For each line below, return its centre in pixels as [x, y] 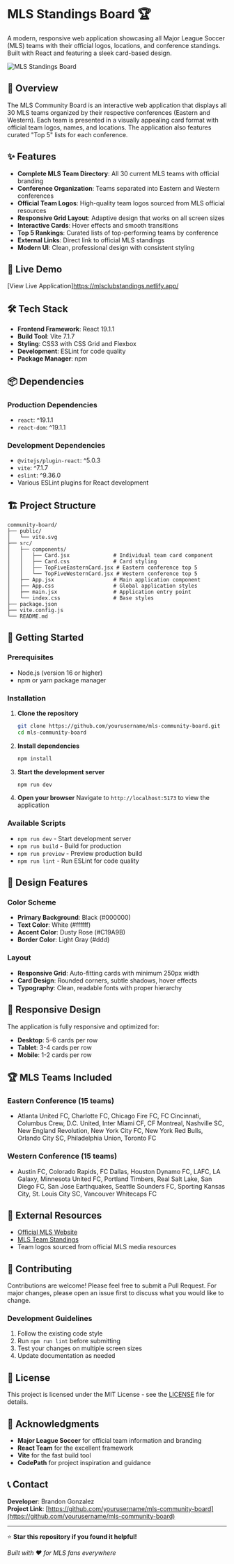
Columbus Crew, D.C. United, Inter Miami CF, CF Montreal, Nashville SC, [120, 1123]
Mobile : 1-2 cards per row [54, 1055]
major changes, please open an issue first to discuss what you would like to [116, 1293]
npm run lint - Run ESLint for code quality [78, 861]
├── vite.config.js [36, 610]
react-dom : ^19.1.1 [41, 427]
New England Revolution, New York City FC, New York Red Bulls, [110, 1131]
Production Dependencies [52, 405]
